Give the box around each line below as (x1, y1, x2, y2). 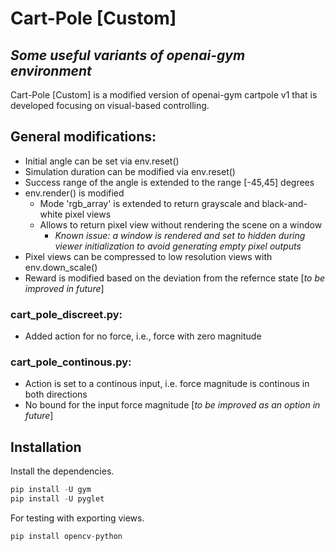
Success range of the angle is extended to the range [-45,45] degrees (24, 176, 315, 188)
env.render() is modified (24, 187, 125, 199)
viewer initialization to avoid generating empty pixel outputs (54, 240, 302, 252)
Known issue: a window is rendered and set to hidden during (54, 229, 306, 241)
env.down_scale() (24, 261, 98, 273)
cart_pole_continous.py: (10, 355, 132, 369)
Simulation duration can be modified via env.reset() (24, 165, 236, 177)
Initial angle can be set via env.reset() (24, 155, 180, 167)
